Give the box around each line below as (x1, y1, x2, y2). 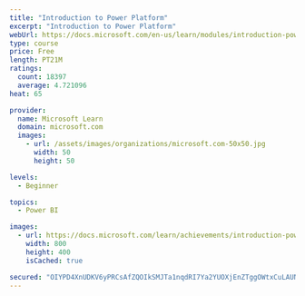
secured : (9, 272, 43, 281)
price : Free (9, 47, 54, 56)
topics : (9, 197, 39, 207)
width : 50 (33, 148, 71, 157)
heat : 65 (9, 89, 43, 98)
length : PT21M (9, 55, 64, 64)
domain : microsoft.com (17, 123, 103, 132)
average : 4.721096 (17, 81, 88, 90)
